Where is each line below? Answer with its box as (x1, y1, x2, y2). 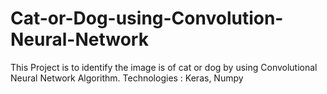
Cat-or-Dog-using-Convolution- (10, 7, 284, 30)
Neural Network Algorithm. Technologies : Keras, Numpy (10, 72, 244, 84)
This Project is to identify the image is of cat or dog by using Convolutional (10, 61, 318, 73)
